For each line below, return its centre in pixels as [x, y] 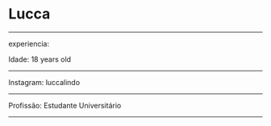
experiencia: [29, 43]
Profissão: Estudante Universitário [65, 105]
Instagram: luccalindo [44, 82]
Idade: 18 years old [40, 59]
